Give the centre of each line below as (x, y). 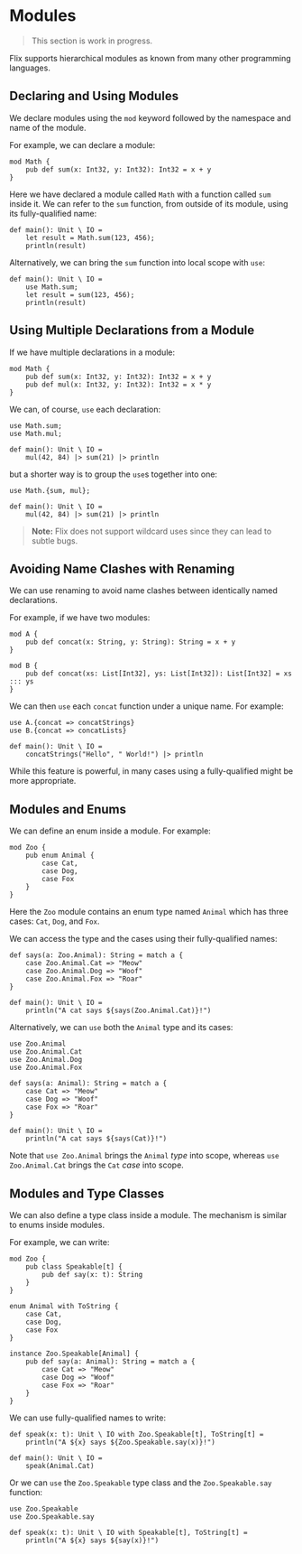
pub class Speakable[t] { (74, 1267)
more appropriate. (43, 781)
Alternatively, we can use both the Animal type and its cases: (121, 1028)
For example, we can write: (59, 1242)
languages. (30, 68)
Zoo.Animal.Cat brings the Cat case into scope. (97, 1165)
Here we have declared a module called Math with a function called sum (140, 194)
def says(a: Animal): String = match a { (88, 1084)
